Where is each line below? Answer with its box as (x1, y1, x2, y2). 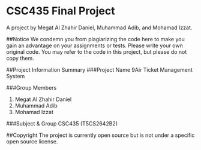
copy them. (6, 54, 34, 62)
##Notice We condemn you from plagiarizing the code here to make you (6, 35, 185, 42)
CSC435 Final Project (6, 4, 115, 18)
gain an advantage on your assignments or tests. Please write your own (6, 42, 183, 49)
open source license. (6, 137, 58, 145)
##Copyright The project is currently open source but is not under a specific (6, 131, 195, 139)
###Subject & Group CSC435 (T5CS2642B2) (6, 120, 118, 127)
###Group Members (6, 84, 57, 91)
